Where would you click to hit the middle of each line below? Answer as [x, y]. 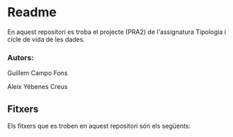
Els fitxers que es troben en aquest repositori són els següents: [99, 126]
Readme [32, 12]
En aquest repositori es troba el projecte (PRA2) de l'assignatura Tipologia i [117, 32]
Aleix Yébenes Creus [38, 87]
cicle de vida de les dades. [46, 39]
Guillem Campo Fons [38, 73]
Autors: [20, 57]
